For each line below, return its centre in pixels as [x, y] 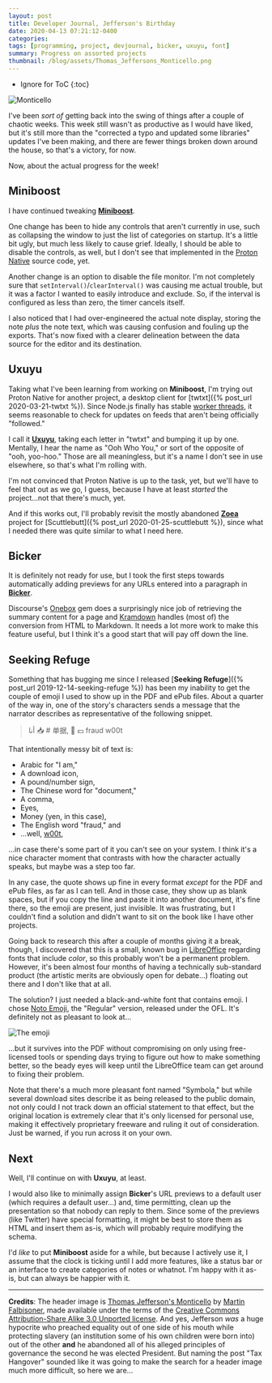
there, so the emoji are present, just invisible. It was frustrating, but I [122, 908]
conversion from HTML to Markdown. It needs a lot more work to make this [134, 625]
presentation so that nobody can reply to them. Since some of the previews [134, 1210]
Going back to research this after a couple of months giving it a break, [125, 941]
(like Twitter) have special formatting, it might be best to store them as [125, 1219]
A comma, [37, 800]
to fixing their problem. [47, 1074]
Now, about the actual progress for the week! [84, 165]
